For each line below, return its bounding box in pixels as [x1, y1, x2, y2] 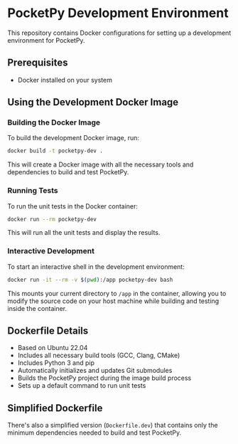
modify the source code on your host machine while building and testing [7, 297, 220, 305]
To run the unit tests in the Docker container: [7, 201, 139, 211]
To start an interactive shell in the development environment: [7, 262, 185, 271]
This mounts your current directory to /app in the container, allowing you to [7, 289, 227, 297]
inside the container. [7, 304, 67, 312]
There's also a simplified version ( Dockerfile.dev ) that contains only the [7, 421, 218, 430]
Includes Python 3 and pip [17, 359, 94, 367]
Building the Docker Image [7, 117, 101, 127]
